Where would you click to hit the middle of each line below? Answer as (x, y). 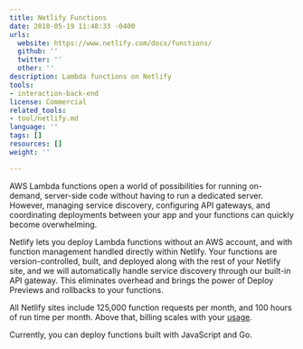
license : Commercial (48, 102)
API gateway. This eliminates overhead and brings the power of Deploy (142, 280)
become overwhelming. (53, 224)
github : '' (38, 52)
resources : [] (36, 144)
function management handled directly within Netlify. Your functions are (143, 251)
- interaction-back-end (54, 93)
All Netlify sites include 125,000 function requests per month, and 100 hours (151, 307)
